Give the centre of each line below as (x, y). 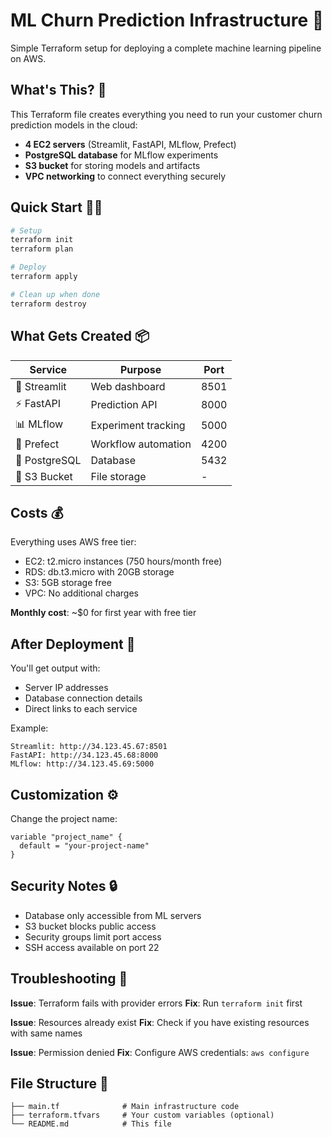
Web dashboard (128, 386)
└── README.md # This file (91, 1124)
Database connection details (83, 698)
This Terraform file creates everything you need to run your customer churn (166, 114)
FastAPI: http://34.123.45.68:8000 (84, 755)
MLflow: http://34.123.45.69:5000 (82, 764)
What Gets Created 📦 (80, 336)
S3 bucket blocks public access (90, 926)
